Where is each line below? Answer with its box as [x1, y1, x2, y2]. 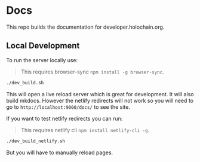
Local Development [6, 41, 80, 51]
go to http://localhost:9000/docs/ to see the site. [6, 103, 130, 111]
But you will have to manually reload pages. [6, 149, 113, 156]
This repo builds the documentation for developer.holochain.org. [6, 23, 165, 30]
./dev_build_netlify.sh [6, 138, 66, 144]
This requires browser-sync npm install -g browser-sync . [20, 68, 164, 75]
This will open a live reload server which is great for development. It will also [6, 90, 194, 97]
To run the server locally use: [6, 56, 78, 63]
